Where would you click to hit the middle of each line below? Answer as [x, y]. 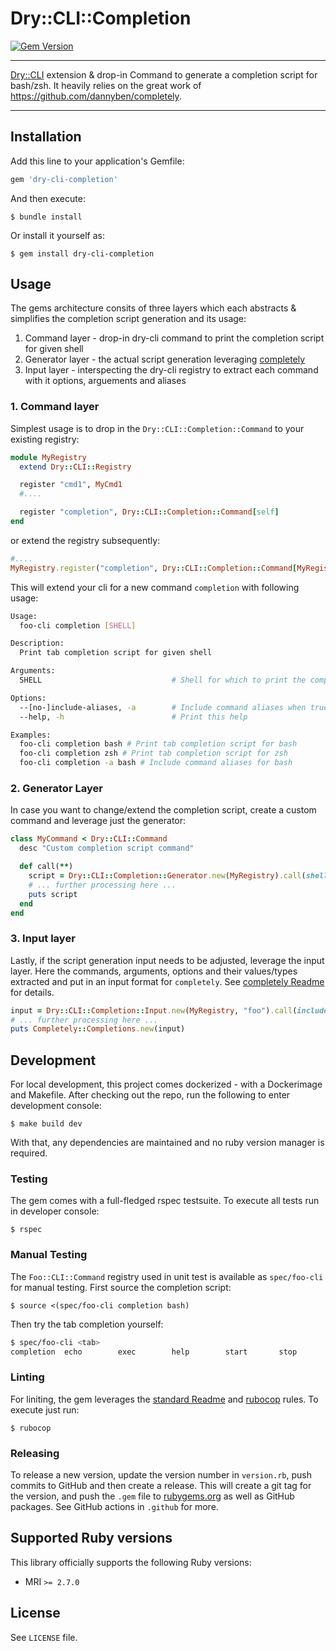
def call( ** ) [46, 867]
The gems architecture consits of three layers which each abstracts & [153, 308]
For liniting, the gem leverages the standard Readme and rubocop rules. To [164, 1399]
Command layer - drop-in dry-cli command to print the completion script [174, 338]
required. [29, 1153]
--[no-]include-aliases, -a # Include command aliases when [163, 707]
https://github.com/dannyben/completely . [96, 96]
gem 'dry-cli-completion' [64, 179]
